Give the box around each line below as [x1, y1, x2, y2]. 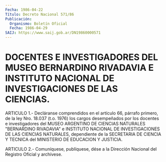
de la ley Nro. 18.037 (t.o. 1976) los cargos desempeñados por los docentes [5, 115, 160, 121]
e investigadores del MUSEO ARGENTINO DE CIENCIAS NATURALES [5, 120, 146, 126]
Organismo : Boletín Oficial [9, 21, 68, 26]
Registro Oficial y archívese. [5, 151, 62, 157]
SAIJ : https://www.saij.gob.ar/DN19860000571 [5, 30, 101, 35]
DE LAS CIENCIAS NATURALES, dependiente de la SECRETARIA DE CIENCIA [5, 131, 162, 137]
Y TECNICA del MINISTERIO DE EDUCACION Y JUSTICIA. [5, 136, 123, 142]
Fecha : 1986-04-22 [5, 7, 43, 12]
